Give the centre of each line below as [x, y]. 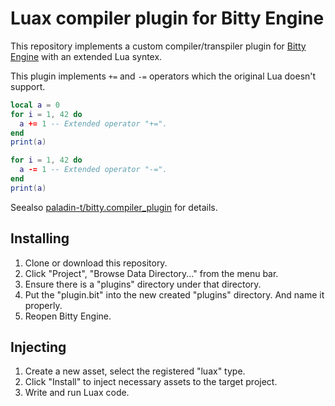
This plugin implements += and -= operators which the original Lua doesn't [163, 76]
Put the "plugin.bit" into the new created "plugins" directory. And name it [174, 294]
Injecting [38, 347]
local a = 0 [35, 105]
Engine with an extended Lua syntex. [86, 56]
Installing [40, 238]
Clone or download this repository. [96, 263]
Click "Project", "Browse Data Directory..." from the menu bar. [151, 273]
